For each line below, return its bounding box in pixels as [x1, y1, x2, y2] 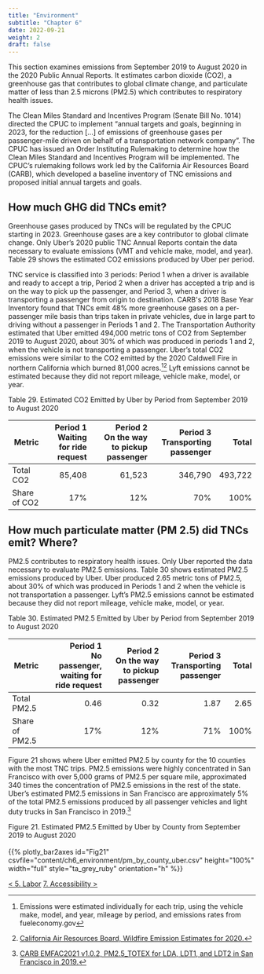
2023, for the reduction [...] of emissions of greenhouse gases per [8, 127, 222, 137]
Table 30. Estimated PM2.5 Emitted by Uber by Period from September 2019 [8, 613, 255, 623]
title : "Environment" [8, 11, 79, 20]
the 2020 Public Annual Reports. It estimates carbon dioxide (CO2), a [8, 71, 233, 80]
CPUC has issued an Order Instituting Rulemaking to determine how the [8, 145, 240, 154]
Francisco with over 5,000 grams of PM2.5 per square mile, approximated [8, 772, 247, 782]
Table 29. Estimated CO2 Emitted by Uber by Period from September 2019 [8, 394, 248, 405]
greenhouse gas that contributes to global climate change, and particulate [8, 79, 247, 89]
